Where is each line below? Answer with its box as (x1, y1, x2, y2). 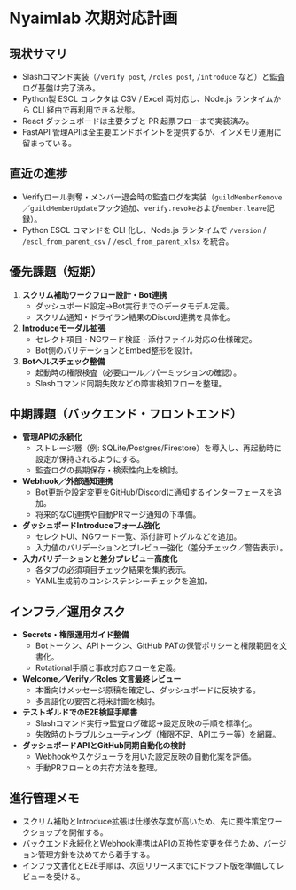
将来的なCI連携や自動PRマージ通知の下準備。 (35, 509, 201, 519)
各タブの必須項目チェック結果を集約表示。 (35, 565, 191, 575)
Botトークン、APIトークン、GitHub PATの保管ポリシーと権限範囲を (35, 640, 280, 652)
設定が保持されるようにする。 (35, 454, 144, 465)
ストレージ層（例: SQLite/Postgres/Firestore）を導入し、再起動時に (35, 442, 282, 453)
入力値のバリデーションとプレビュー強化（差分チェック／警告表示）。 (35, 543, 288, 553)
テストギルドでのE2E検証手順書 (21, 707, 138, 718)
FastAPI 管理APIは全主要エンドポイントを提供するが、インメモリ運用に (21, 127, 282, 137)
